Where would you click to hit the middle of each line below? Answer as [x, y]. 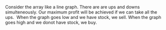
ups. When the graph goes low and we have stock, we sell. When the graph [83, 17]
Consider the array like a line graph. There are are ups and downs [73, 7]
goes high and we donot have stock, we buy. [51, 22]
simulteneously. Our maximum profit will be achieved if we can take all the [81, 12]
